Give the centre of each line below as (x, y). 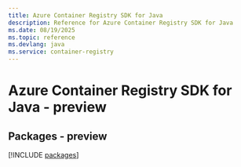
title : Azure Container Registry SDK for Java (86, 15)
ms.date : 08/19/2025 (42, 30)
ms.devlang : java (37, 45)
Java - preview (58, 107)
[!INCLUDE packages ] (44, 155)
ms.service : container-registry (61, 52)
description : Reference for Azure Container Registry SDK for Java (121, 23)
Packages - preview (58, 136)
